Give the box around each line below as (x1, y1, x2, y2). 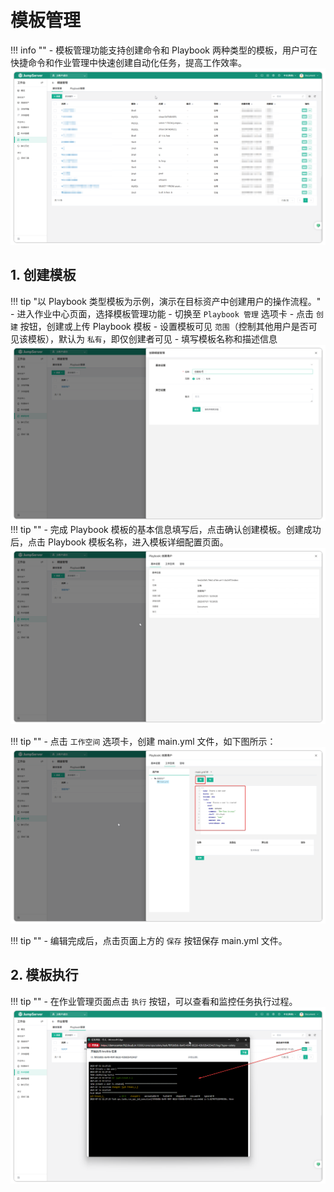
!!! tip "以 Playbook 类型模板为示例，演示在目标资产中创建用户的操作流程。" (10, 295, 322, 307)
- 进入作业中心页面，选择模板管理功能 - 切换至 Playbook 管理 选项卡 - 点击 (10, 307, 315, 320)
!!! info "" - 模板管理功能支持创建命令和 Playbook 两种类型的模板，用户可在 (10, 44, 318, 56)
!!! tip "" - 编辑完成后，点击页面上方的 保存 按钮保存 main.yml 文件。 (10, 934, 288, 946)
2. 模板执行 (10, 967, 79, 984)
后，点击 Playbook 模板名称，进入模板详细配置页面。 (10, 536, 229, 548)
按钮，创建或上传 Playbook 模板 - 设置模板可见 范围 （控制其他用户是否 (19, 320, 309, 332)
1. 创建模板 (10, 267, 77, 284)
